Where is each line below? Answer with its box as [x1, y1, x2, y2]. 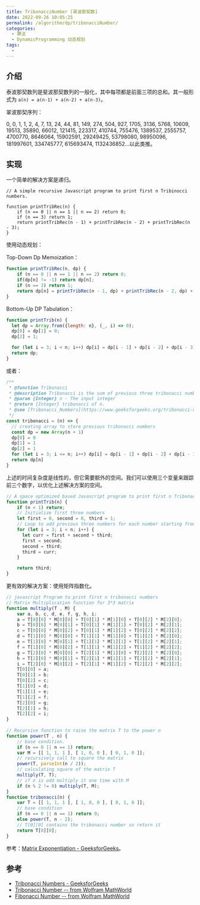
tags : [6, 42, 20, 48]
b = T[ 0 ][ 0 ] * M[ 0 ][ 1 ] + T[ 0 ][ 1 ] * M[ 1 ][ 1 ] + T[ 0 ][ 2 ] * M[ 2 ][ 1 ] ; [17, 622, 183, 628]
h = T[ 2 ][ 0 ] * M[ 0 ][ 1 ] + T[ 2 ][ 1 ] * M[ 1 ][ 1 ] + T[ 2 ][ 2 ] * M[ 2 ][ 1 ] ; [17, 655, 183, 661]
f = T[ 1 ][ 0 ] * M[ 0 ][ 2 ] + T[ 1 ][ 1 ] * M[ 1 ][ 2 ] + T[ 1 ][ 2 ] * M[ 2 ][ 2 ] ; [17, 644, 183, 650]
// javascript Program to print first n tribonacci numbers [6, 594, 159, 600]
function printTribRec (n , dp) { [6, 266, 86, 272]
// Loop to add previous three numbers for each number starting [17, 521, 183, 527]
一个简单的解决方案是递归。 [6, 176, 74, 183]
